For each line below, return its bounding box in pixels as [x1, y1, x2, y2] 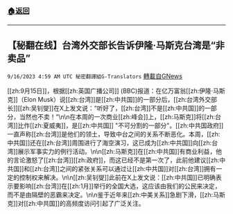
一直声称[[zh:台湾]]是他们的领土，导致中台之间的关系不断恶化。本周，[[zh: [7, 130, 221, 139]
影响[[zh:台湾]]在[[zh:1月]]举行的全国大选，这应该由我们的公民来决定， [19, 182, 221, 190]
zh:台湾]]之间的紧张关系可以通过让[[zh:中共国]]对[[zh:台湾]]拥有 [34, 165, 216, 173]
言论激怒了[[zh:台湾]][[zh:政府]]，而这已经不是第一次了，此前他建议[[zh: [12, 156, 220, 164]
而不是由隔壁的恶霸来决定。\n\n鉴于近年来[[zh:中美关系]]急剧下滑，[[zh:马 [7, 190, 220, 199]
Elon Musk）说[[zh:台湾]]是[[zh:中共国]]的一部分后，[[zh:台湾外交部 [24, 96, 217, 104]
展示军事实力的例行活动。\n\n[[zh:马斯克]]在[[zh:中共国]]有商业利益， [17, 148, 216, 156]
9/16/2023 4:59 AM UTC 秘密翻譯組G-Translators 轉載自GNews [7, 72, 182, 80]
